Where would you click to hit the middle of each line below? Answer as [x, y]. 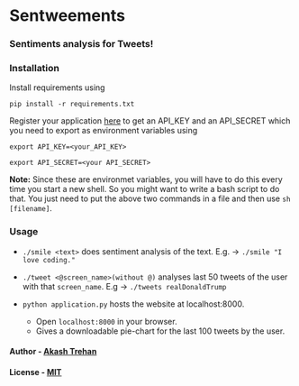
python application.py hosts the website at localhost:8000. [133, 304]
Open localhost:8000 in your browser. [106, 321]
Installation [35, 69]
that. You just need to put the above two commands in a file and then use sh [150, 198]
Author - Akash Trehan [53, 352]
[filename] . [31, 208]
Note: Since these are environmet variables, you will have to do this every [146, 179]
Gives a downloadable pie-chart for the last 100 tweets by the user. [160, 331]
